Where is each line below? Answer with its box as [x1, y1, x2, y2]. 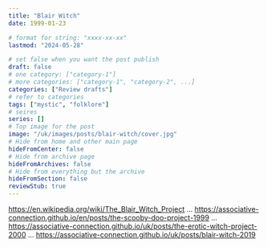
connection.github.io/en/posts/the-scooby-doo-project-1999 [8, 213, 210, 222]
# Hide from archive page [8, 152, 95, 160]
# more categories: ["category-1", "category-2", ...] [8, 78, 196, 86]
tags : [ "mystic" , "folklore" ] [8, 100, 110, 108]
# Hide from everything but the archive [8, 168, 146, 176]
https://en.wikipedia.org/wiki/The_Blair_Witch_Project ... [8, 204, 193, 213]
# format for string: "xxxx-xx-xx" [8, 34, 127, 42]
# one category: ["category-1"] [8, 71, 116, 79]
